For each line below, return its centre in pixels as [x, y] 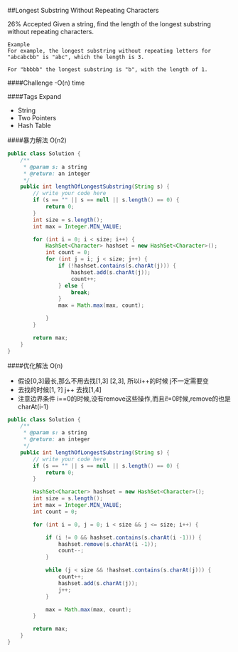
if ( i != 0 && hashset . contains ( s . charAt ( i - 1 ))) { [123, 537]
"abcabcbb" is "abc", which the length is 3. [76, 57]
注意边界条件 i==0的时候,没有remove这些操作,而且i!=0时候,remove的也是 [124, 399]
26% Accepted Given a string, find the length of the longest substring [109, 24]
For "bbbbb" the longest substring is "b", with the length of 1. [108, 70]
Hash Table [34, 125]
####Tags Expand [34, 96]
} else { [71, 285]
